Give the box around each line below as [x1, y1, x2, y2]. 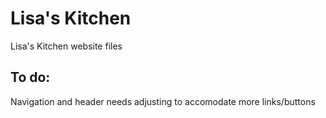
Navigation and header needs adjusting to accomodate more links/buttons [10, 95, 316, 107]
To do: [10, 69, 51, 86]
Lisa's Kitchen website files [10, 40, 123, 52]
